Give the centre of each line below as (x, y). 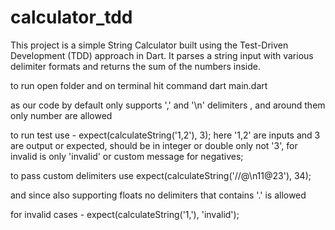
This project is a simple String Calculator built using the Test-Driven (149, 45)
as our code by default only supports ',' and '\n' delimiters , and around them (168, 105)
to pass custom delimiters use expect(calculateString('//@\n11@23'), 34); (161, 175)
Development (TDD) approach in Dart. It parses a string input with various (162, 55)
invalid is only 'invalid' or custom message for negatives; (127, 156)
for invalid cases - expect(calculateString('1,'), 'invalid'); (125, 214)
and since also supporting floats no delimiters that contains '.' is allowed (158, 195)
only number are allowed (61, 115)
